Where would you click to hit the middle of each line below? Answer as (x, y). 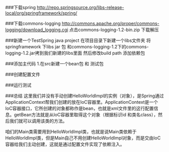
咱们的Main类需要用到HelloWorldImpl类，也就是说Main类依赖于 (71, 132)
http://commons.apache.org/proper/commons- (111, 23)
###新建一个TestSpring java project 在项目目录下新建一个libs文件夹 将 (78, 40)
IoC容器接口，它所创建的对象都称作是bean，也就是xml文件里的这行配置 (79, 108)
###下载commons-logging (33, 23)
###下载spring (21, 7)
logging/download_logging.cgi (37, 30)
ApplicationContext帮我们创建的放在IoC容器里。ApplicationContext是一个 (82, 102)
